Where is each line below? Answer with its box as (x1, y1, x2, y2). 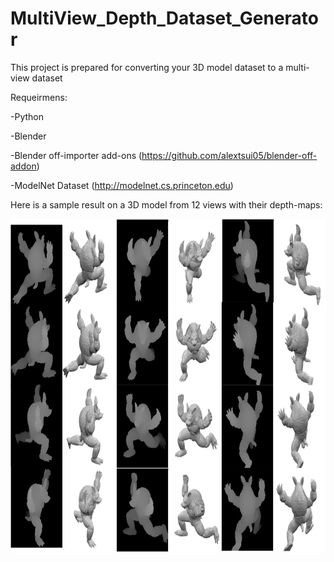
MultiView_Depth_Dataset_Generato (10, 7, 319, 30)
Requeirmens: (10, 91, 68, 103)
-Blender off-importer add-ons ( (10, 149, 143, 161)
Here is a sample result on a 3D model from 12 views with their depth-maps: (10, 198, 323, 211)
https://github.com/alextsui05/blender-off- (141, 149, 318, 161)
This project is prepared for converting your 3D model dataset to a (10, 61, 284, 73)
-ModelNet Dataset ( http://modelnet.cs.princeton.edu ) (10, 179, 234, 191)
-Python (10, 110, 44, 122)
